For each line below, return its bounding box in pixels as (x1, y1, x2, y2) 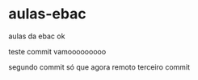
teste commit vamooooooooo (8, 46, 107, 56)
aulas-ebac (8, 5, 86, 23)
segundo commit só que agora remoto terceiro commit (8, 62, 191, 72)
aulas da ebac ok (8, 31, 65, 41)
